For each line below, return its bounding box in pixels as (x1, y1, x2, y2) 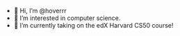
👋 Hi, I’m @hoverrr (13, 7, 67, 15)
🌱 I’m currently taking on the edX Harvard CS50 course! (13, 21, 174, 29)
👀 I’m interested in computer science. (13, 14, 121, 22)
